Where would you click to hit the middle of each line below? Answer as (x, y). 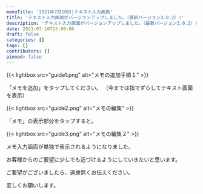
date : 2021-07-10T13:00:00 (40, 29)
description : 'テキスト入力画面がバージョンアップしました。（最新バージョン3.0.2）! (102, 23)
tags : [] (17, 46)
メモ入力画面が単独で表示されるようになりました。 (70, 146)
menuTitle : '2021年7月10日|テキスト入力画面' (60, 12)
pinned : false (24, 57)
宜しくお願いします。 (33, 185)
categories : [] (25, 40)
